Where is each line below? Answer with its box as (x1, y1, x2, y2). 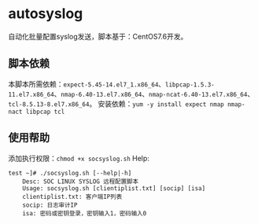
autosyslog (8, 5, 83, 23)
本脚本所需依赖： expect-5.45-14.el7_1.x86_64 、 (8, 79, 166, 89)
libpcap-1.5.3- (164, 80, 215, 89)
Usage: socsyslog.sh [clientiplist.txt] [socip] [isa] (22, 184, 206, 193)
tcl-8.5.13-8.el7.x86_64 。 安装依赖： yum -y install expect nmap (8, 99, 224, 108)
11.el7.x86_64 (8, 90, 55, 98)
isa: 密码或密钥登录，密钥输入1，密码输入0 (22, 209, 147, 217)
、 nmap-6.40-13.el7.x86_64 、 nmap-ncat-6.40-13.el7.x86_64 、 (53, 89, 255, 98)
